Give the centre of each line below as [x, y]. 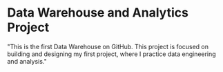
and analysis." [27, 61]
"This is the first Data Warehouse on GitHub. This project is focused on [108, 46]
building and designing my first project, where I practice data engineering [111, 54]
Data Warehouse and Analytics [98, 13]
